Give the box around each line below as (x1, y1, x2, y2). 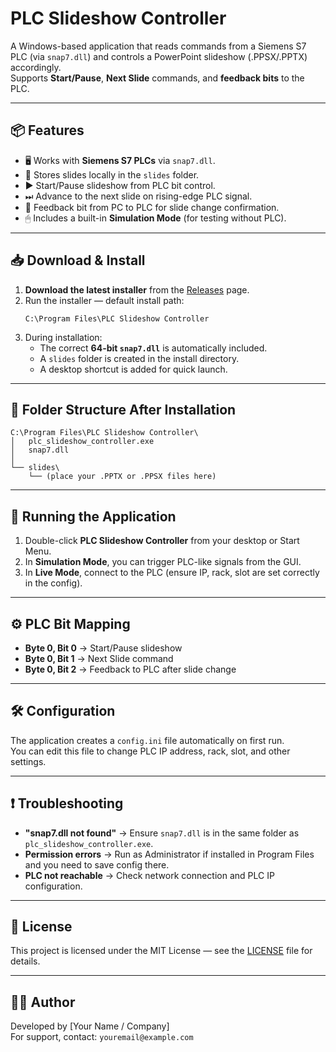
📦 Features (10, 122, 85, 139)
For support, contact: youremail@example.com (10, 1031, 194, 1043)
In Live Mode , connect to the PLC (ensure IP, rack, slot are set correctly (24, 567, 320, 579)
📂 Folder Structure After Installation (10, 401, 237, 418)
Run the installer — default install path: (24, 294, 185, 306)
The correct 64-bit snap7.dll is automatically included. (39, 342, 268, 354)
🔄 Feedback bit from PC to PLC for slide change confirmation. (24, 201, 280, 213)
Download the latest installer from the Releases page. (24, 283, 250, 296)
